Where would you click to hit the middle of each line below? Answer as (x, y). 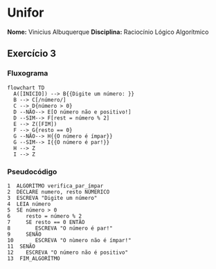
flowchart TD (26, 88)
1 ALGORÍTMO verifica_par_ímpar (55, 186)
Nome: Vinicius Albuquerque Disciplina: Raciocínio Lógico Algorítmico (108, 32)
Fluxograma (28, 73)
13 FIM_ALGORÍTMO (34, 258)
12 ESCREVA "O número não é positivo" (68, 252)
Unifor (26, 13)
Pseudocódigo (32, 171)
